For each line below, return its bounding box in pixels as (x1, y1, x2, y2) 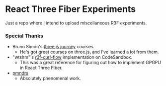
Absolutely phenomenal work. (19, 76, 81, 82)
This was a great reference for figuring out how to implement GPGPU (19, 60, 162, 66)
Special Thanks (5, 32, 44, 39)
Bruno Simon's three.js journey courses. (12, 44, 95, 50)
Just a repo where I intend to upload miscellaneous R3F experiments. (5, 20, 147, 26)
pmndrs (12, 70, 29, 76)
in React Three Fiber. (19, 65, 63, 71)
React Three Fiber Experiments (5, 3, 136, 15)
